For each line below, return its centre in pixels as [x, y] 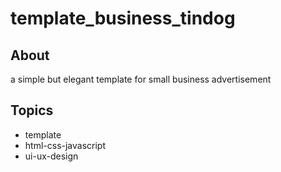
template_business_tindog [123, 18]
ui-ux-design [51, 156]
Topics [32, 110]
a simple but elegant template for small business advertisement [141, 79]
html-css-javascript [65, 145]
